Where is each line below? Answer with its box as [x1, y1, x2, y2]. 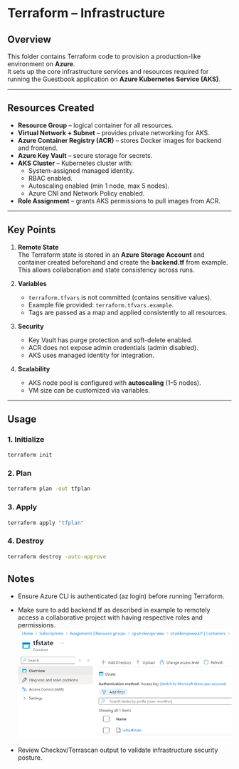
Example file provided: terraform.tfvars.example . [28, 300, 174, 309]
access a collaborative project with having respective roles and [17, 613, 203, 622]
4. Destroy [7, 536, 44, 546]
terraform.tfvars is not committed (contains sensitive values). [28, 293, 212, 302]
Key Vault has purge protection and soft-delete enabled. [28, 336, 193, 344]
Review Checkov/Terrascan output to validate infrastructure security [17, 746, 218, 754]
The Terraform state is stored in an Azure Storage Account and [17, 250, 205, 259]
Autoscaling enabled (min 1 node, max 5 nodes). [28, 181, 170, 190]
